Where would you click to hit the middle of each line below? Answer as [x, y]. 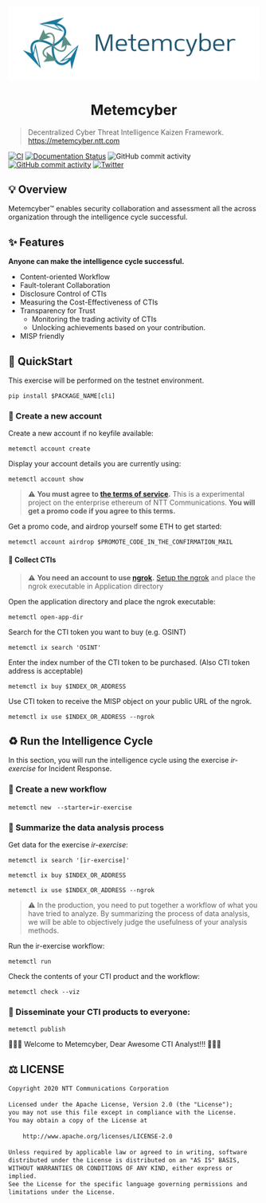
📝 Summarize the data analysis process [86, 828]
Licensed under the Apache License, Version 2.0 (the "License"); [121, 1105]
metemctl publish [37, 1030]
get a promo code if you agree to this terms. [102, 511]
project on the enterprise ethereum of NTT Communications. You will [141, 503]
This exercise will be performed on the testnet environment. [106, 380]
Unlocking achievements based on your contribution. [118, 328]
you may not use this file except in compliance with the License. [123, 1113]
